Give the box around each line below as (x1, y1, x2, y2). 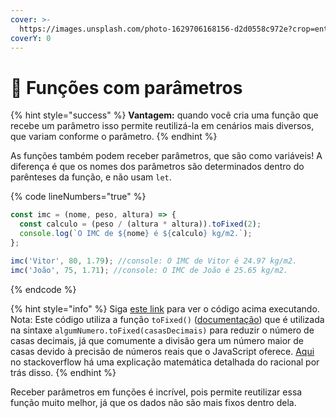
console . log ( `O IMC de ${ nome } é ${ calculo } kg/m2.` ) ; (19, 229, 253, 239)
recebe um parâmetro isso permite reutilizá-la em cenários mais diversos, (10, 120, 315, 132)
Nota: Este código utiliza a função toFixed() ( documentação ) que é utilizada (10, 313, 325, 325)
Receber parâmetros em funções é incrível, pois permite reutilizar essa (10, 386, 303, 398)
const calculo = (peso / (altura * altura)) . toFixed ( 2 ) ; (19, 219, 262, 230)
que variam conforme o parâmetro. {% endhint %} (10, 131, 218, 143)
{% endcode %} (10, 283, 77, 295)
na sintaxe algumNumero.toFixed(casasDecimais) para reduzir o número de (10, 324, 315, 336)
